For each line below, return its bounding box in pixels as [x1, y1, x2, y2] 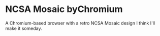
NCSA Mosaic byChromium [5, 3, 123, 15]
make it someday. [5, 25, 42, 31]
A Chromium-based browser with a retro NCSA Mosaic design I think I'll [5, 20, 155, 26]
